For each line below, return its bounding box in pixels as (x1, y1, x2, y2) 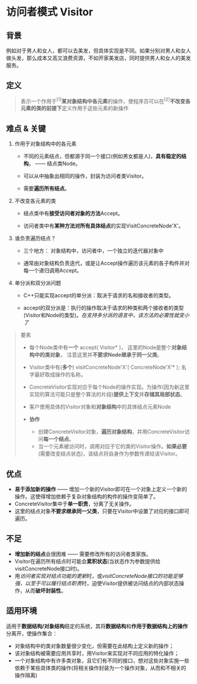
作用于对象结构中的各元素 (14, 140, 77, 147)
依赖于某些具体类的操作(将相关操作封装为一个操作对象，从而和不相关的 (14, 664, 186, 671)
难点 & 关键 (6, 124, 46, 134)
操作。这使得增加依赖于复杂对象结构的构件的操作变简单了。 (14, 493, 159, 500)
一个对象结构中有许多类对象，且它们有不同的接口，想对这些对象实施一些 (14, 657, 189, 664)
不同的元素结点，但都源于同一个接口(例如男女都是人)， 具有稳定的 (23, 153, 182, 160)
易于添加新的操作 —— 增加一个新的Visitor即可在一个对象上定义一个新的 (14, 486, 188, 493)
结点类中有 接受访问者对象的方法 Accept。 (23, 210, 123, 217)
